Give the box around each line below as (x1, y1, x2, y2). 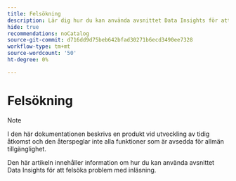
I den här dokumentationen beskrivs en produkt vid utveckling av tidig (7, 130, 210, 138)
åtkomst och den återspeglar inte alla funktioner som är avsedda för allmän (7, 137, 225, 145)
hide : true (7, 23, 39, 30)
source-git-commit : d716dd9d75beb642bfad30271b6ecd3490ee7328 (7, 37, 193, 44)
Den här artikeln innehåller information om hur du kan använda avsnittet (7, 158, 215, 166)
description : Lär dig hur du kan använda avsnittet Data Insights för (7, 17, 218, 24)
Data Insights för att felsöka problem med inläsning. (7, 166, 157, 174)
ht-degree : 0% (7, 56, 49, 63)
